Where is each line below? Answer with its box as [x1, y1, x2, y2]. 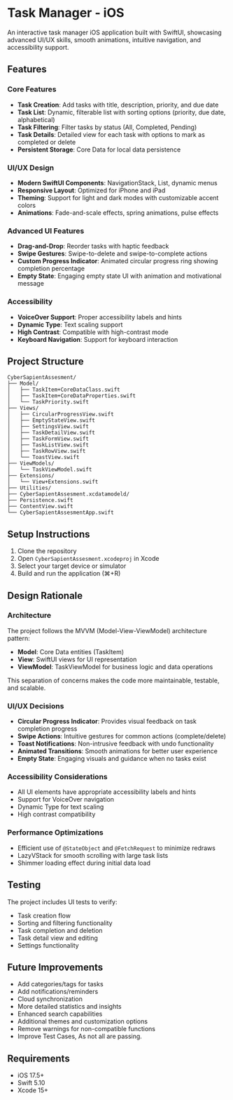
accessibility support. [7, 43, 69, 51]
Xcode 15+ [17, 1086, 49, 1094]
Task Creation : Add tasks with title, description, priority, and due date [17, 100, 219, 109]
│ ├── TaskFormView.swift [7, 435, 90, 443]
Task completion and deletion [17, 926, 103, 934]
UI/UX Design [7, 163, 55, 173]
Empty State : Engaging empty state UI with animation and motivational [17, 272, 222, 280]
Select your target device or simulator [17, 562, 127, 570]
